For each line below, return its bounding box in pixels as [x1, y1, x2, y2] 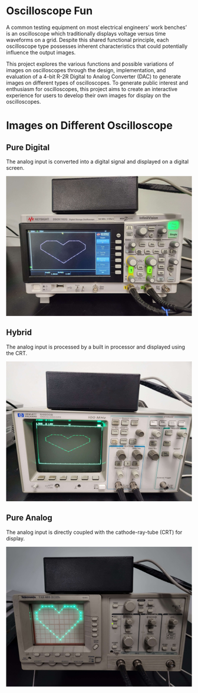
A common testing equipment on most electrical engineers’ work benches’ [6, 24, 187, 31]
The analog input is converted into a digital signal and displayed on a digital [6, 158, 189, 165]
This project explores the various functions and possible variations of [6, 60, 174, 67]
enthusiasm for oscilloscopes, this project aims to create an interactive [6, 85, 178, 92]
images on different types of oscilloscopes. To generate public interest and [6, 79, 189, 86]
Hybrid [6, 327, 32, 338]
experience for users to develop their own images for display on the [6, 92, 171, 99]
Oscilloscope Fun [6, 4, 93, 18]
